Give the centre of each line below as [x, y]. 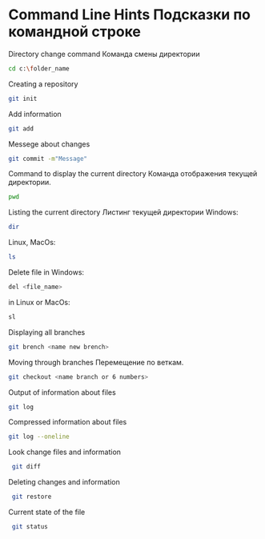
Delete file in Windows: [46, 272]
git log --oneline [39, 437]
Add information [35, 114]
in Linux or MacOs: [39, 302]
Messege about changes [49, 144]
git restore [32, 497]
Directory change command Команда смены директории [104, 54]
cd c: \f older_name [39, 68]
